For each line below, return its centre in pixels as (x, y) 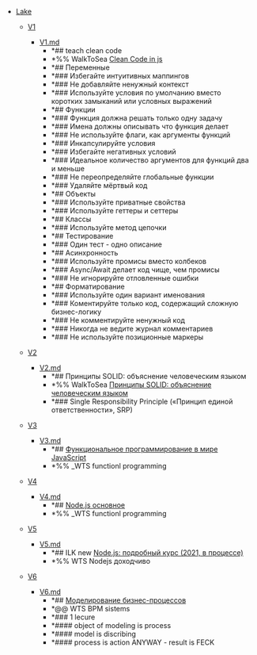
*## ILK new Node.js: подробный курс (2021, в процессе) (147, 553)
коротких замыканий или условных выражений (131, 101)
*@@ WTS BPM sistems (91, 609)
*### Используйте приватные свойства (118, 202)
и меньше (68, 169)
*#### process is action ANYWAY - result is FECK (133, 642)
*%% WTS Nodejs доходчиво (101, 561)
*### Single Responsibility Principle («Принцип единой (142, 401)
